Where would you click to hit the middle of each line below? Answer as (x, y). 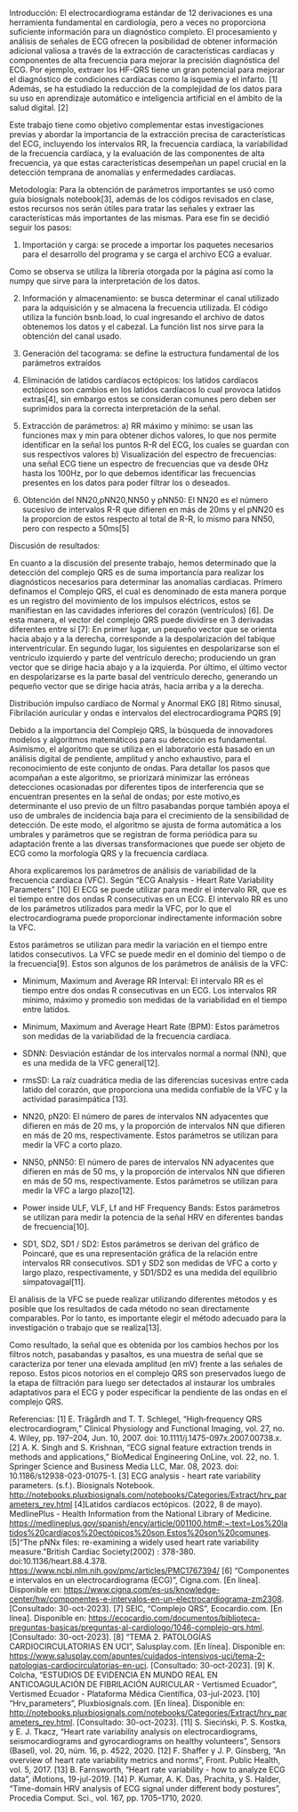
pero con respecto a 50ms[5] (76, 528)
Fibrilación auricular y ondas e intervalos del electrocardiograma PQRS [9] (145, 713)
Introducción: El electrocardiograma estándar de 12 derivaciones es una (141, 13)
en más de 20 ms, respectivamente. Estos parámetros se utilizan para (150, 1135)
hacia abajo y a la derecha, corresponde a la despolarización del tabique (142, 638)
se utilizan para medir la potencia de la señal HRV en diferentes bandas (153, 1217)
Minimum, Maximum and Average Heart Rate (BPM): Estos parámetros (151, 1026)
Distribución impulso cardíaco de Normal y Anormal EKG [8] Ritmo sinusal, (145, 703)
